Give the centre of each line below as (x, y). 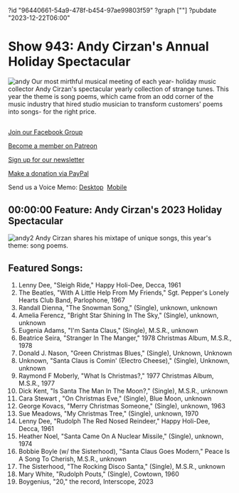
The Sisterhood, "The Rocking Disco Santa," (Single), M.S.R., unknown (122, 466)
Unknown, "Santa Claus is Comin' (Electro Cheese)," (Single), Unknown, (124, 360)
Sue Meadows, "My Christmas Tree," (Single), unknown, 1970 (108, 413)
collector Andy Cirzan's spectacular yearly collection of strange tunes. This (119, 89)
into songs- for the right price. (52, 111)
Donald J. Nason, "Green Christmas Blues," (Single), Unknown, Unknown (125, 353)
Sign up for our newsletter (46, 160)
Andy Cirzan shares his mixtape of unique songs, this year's (123, 238)
